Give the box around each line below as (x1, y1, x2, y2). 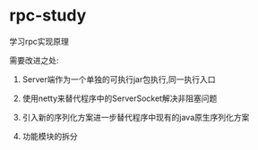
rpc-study (9, 5, 87, 26)
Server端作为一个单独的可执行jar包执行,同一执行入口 (21, 73, 217, 85)
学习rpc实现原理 (9, 36, 70, 46)
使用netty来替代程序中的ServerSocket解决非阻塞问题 (21, 93, 218, 104)
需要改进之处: (9, 54, 60, 65)
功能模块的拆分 (21, 130, 78, 141)
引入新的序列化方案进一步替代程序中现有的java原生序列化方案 (21, 112, 250, 122)
